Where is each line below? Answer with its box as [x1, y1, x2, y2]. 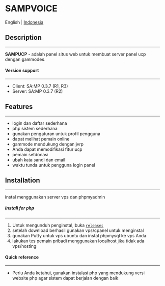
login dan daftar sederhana [12, 120, 67, 126]
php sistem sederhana [12, 125, 58, 131]
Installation [5, 176, 40, 185]
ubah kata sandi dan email [12, 157, 65, 163]
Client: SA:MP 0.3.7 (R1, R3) [12, 83, 68, 89]
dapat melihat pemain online [12, 136, 70, 142]
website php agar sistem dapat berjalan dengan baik [12, 275, 119, 281]
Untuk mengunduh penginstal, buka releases [12, 222, 104, 228]
